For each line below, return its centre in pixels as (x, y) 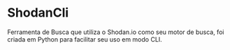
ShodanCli (38, 13)
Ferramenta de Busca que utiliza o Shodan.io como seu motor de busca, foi (116, 32)
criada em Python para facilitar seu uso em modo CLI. (85, 39)
